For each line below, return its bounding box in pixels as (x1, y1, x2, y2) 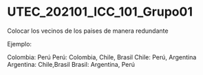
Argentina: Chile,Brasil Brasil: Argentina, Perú (7, 60, 136, 68)
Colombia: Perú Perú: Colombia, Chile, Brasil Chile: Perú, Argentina (7, 52, 197, 61)
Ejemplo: (7, 40, 32, 48)
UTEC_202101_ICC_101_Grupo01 (7, 4, 193, 20)
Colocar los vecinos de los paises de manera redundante (7, 27, 169, 35)
